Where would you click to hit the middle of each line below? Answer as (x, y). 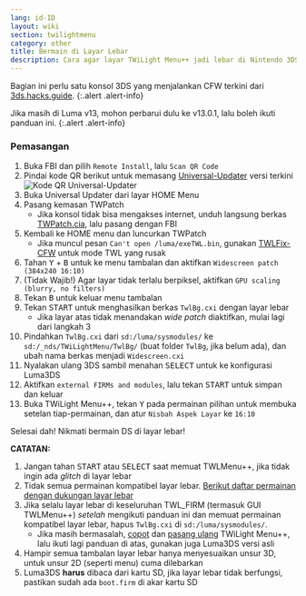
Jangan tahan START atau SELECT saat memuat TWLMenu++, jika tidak (157, 467)
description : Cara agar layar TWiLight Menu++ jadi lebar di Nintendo (147, 60)
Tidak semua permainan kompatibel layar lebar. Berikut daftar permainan (159, 486)
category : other (41, 43)
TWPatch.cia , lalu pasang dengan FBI (107, 224)
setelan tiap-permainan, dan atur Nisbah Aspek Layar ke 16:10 (139, 413)
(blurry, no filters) (64, 289)
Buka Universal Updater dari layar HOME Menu (111, 195)
